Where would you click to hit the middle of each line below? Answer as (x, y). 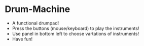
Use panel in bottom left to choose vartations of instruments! (76, 33)
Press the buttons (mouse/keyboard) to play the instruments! (76, 28)
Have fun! (22, 39)
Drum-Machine (38, 9)
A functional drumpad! (35, 23)
